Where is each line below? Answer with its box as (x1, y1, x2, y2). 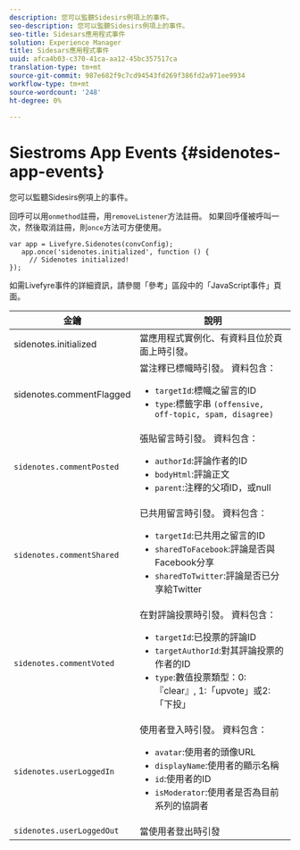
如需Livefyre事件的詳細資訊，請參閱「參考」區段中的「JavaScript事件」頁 (9, 280, 282, 291)
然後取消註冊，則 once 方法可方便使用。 (24, 222, 167, 233)
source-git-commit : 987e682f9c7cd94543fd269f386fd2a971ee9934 (9, 71, 246, 80)
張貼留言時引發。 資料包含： (139, 432, 259, 445)
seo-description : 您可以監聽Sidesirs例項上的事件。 (9, 21, 189, 30)
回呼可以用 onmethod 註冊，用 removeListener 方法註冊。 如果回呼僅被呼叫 (9, 211, 272, 221)
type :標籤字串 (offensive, (154, 398, 265, 411)
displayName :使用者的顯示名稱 (154, 760, 279, 772)
